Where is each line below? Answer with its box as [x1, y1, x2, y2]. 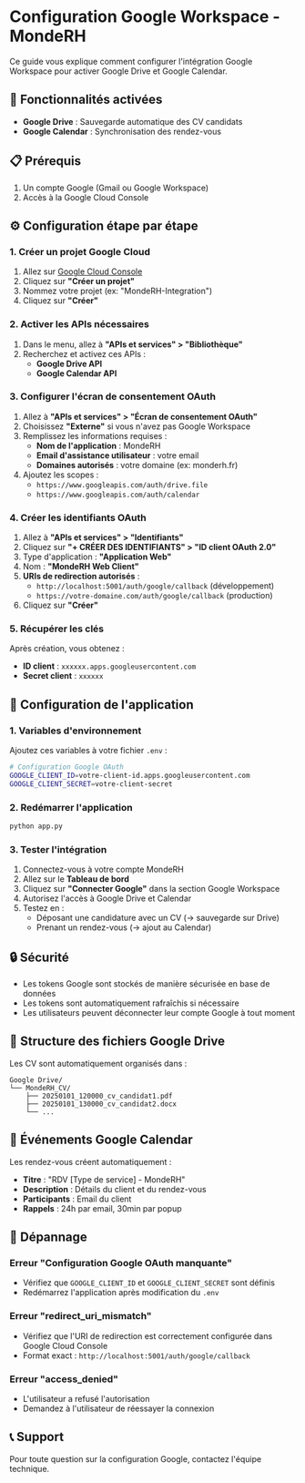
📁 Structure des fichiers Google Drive [9, 1034, 226, 1049]
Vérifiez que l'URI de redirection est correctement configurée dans [22, 1330, 273, 1341]
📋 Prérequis [9, 153, 82, 169]
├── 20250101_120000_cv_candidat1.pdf [25, 1091, 173, 1100]
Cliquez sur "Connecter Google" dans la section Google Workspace [22, 884, 280, 895]
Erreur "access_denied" [9, 1373, 118, 1386]
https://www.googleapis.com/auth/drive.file [36, 480, 208, 489]
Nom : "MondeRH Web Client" [22, 561, 139, 572]
